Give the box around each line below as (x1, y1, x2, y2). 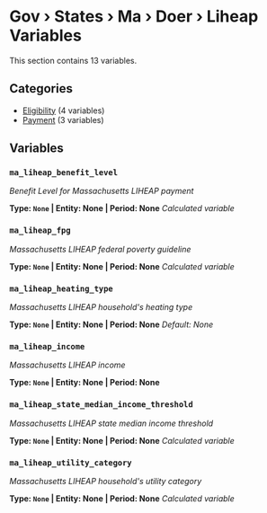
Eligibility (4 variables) (22, 105, 105, 116)
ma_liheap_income (9, 341, 85, 351)
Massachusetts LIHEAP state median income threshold (9, 418, 214, 429)
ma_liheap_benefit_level (9, 168, 119, 178)
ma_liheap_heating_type (9, 283, 114, 294)
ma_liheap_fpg (9, 226, 71, 235)
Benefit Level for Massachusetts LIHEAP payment (9, 186, 194, 197)
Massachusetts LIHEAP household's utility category (9, 475, 202, 486)
